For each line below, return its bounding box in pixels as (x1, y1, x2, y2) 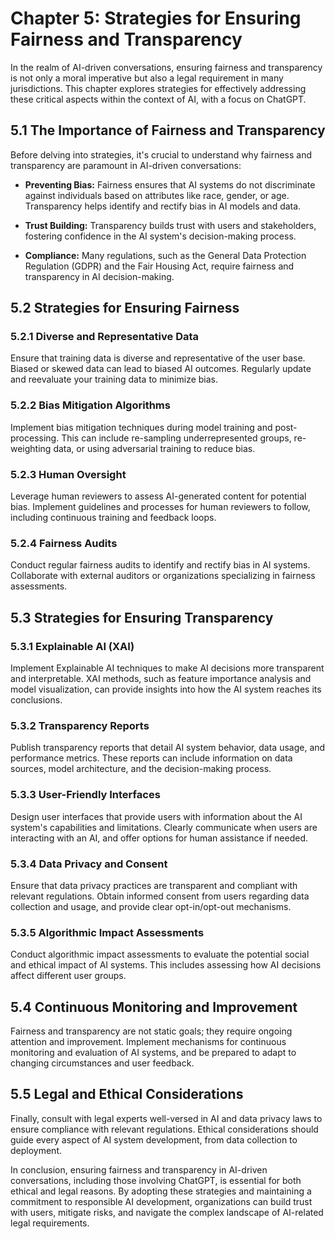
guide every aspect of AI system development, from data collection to (10, 1133, 298, 1146)
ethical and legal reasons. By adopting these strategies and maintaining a (10, 1185, 312, 1197)
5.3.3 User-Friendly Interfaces (10, 788, 161, 802)
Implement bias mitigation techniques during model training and (10, 421, 273, 433)
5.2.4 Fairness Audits (10, 536, 118, 550)
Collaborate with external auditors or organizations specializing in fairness (10, 570, 316, 582)
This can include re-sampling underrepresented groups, (61, 432, 292, 444)
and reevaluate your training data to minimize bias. (10, 373, 219, 386)
